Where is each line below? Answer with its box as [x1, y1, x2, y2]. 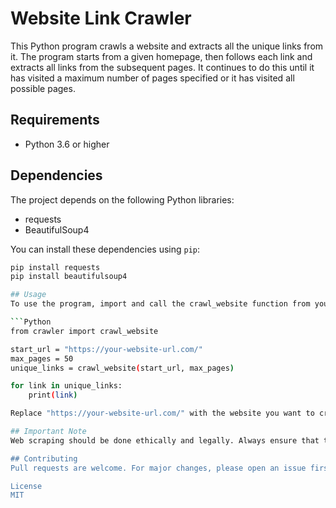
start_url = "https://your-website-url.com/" [10, 344, 203, 354]
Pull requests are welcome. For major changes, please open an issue [10, 463, 307, 473]
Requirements [10, 112, 100, 129]
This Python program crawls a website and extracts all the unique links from [10, 40, 324, 52]
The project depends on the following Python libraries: [10, 193, 235, 206]
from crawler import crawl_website [10, 326, 159, 336]
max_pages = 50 [10, 353, 74, 364]
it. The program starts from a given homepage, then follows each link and [10, 50, 313, 62]
